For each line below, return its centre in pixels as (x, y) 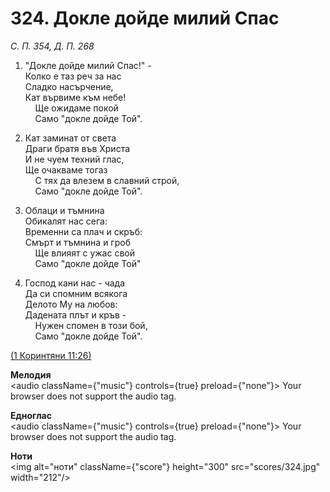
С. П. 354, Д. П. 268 (52, 46)
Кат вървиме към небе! (75, 97)
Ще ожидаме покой (76, 108)
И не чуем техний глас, (74, 159)
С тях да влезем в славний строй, (107, 180)
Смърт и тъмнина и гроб (77, 242)
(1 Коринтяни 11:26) (51, 355)
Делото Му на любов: (71, 304)
